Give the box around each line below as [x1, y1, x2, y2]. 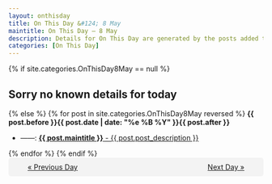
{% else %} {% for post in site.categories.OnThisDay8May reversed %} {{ [8, 108, 254, 118]
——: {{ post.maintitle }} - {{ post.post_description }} [19, 132, 199, 142]
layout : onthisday [8, 11, 70, 20]
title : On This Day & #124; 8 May [8, 19, 121, 27]
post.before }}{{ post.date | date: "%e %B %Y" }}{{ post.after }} [8, 117, 231, 127]
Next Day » [207, 162, 245, 172]
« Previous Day [27, 162, 79, 172]
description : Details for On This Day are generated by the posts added [8, 34, 259, 43]
